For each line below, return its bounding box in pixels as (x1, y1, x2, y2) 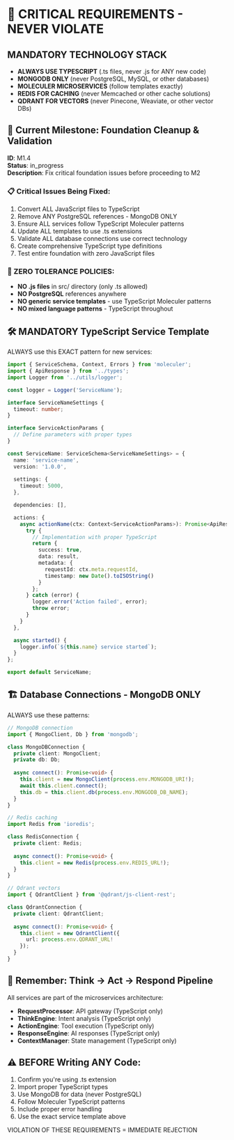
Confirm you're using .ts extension (17, 1075, 117, 1084)
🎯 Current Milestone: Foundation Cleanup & (7, 125, 200, 136)
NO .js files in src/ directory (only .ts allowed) (17, 282, 148, 291)
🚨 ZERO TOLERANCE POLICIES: (7, 267, 115, 276)
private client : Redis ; (13, 840, 82, 847)
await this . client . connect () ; (19, 782, 108, 789)
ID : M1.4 (7, 153, 31, 162)
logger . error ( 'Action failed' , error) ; (32, 598, 148, 605)
